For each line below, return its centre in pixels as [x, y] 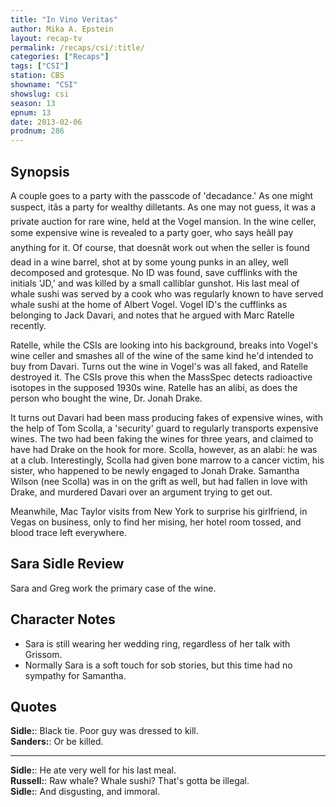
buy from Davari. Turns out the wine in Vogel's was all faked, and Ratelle [159, 366]
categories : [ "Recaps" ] [60, 57]
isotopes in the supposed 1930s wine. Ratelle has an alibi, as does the [154, 387]
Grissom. [43, 654]
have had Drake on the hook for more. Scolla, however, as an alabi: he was [164, 449]
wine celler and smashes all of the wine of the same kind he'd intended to [162, 355]
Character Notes [63, 619]
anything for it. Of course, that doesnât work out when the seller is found [160, 247]
